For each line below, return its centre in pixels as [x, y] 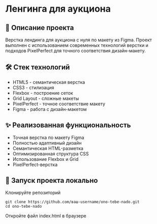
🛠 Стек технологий [38, 67]
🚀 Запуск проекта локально [52, 180]
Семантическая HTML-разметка [48, 148]
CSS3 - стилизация [33, 88]
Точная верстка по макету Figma [49, 137]
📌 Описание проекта [40, 28]
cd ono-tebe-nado [24, 207]
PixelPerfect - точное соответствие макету [59, 104]
